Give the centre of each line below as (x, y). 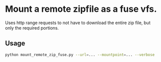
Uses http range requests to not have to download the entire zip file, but (78, 23)
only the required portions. (32, 28)
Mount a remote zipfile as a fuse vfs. (81, 9)
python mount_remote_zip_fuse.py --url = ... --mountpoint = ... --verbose (80, 55)
